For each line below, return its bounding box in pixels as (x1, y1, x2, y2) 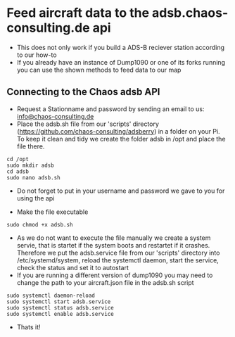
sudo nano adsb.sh (6, 174, 61, 181)
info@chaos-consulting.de (16, 112, 94, 120)
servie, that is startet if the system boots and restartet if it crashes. (16, 241, 210, 249)
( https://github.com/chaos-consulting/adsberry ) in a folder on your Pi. (16, 127, 220, 135)
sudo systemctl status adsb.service (6, 304, 114, 311)
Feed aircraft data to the (6, 5, 149, 21)
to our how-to (16, 51, 57, 59)
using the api (16, 193, 55, 202)
